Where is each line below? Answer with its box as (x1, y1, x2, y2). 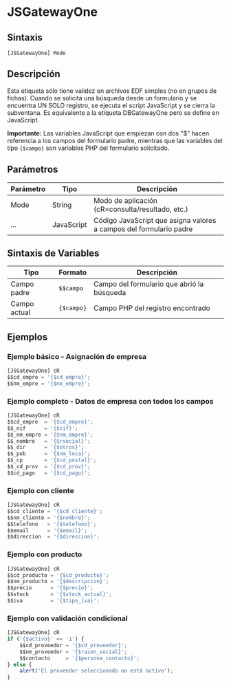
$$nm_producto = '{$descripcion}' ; (7, 578, 109, 585)
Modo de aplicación (93, 195, 158, 205)
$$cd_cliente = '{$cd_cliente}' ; (7, 508, 103, 514)
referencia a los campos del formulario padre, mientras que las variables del (7, 136, 223, 144)
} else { (7, 661, 32, 668)
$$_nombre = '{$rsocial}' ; (7, 437, 91, 444)
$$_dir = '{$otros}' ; (7, 444, 85, 451)
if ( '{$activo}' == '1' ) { (7, 635, 85, 643)
